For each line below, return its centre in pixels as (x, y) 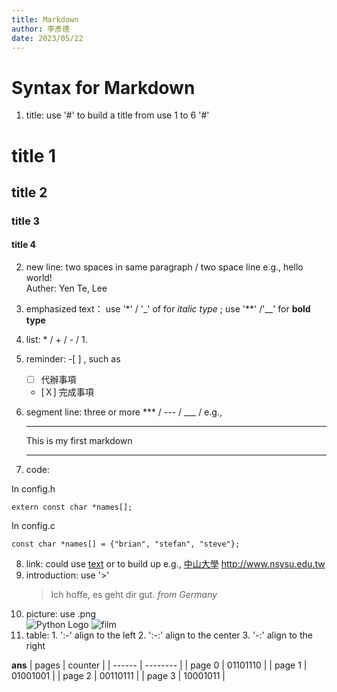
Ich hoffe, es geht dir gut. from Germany (134, 595)
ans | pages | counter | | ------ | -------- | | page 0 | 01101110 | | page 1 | (159, 665)
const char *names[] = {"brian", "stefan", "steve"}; (126, 544)
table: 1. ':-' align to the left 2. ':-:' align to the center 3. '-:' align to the (169, 635)
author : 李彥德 (40, 29)
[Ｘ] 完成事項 (67, 392)
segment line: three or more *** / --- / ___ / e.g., (124, 412)
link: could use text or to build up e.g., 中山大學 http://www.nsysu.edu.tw (175, 564)
